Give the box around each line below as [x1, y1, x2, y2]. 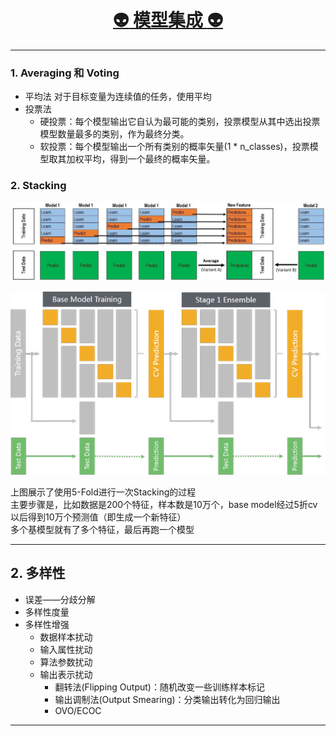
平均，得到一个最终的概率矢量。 [83, 153, 216, 165]
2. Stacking [10, 179, 67, 193]
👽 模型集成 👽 [113, 9, 223, 32]
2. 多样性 [10, 565, 66, 582]
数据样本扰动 [39, 631, 93, 643]
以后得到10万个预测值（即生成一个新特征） [10, 511, 187, 523]
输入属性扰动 [39, 643, 93, 655]
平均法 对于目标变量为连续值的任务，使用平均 [24, 91, 212, 103]
